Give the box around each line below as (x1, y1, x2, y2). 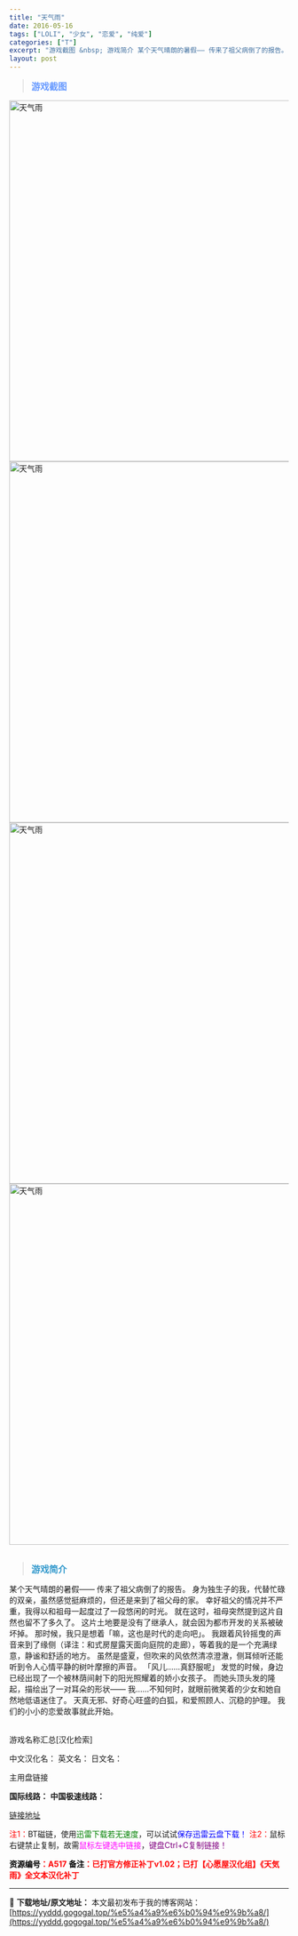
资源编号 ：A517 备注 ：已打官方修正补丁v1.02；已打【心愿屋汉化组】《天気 (9, 1859, 280, 1869)
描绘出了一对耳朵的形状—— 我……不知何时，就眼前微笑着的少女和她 (24, 1684, 274, 1694)
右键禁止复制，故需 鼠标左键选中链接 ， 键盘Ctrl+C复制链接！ (9, 1840, 228, 1850)
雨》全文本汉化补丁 (9, 1870, 80, 1880)
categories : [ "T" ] (9, 37, 77, 47)
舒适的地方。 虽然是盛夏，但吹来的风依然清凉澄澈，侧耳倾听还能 (47, 1651, 284, 1660)
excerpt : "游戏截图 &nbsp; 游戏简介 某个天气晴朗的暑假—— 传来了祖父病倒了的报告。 (9, 46, 288, 55)
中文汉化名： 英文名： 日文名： (9, 1753, 122, 1764)
